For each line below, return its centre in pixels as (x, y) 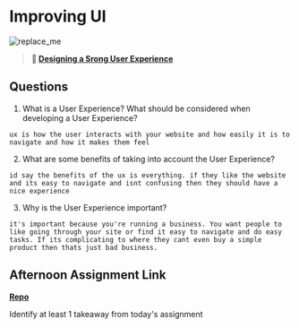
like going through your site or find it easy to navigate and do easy (145, 232)
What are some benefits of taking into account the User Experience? (149, 159)
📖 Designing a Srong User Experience (102, 58)
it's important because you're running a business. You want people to (145, 224)
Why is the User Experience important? (94, 207)
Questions (39, 87)
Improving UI (58, 17)
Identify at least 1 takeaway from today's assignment (106, 314)
